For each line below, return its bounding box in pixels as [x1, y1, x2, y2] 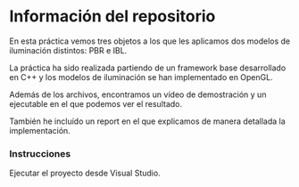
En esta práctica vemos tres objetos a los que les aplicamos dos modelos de [9, 36, 291, 46]
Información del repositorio [9, 6, 216, 27]
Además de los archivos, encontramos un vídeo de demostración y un [9, 89, 267, 100]
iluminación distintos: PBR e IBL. [9, 45, 128, 55]
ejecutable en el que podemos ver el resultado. [9, 98, 183, 109]
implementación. [9, 125, 71, 135]
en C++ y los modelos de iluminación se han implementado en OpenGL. [9, 71, 274, 82]
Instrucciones [9, 147, 71, 159]
